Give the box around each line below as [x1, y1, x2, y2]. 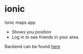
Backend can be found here [4, 43, 61, 49]
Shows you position [11, 29, 52, 35]
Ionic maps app [4, 19, 36, 25]
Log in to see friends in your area [11, 34, 79, 40]
